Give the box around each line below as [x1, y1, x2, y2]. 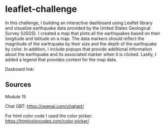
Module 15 [5, 93, 26, 99]
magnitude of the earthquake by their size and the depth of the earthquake [5, 41, 157, 46]
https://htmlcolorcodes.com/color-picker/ [5, 118, 90, 124]
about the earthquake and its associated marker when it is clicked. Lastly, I [5, 51, 157, 57]
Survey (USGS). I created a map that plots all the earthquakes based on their [5, 30, 161, 36]
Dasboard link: [5, 66, 34, 72]
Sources [5, 81, 32, 89]
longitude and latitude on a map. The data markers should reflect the [5, 36, 144, 42]
